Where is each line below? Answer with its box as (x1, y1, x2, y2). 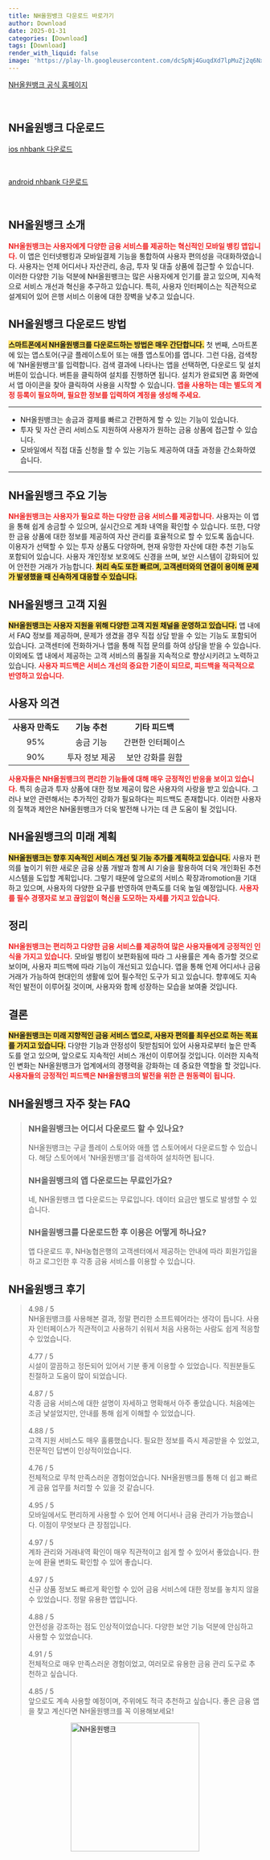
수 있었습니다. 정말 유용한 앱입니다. (27, 1594, 138, 1604)
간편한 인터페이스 (123, 736, 186, 748)
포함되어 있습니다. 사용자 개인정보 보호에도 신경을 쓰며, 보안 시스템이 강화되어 (8, 552, 251, 562)
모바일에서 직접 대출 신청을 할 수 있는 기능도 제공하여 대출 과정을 (19, 445, 222, 455)
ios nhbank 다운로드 (8, 144, 73, 154)
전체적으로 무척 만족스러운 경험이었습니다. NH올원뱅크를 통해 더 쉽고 (27, 1473, 243, 1483)
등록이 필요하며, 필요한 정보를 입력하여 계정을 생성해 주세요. (16, 390, 202, 400)
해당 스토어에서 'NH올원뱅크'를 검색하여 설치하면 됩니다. (39, 1153, 215, 1162)
